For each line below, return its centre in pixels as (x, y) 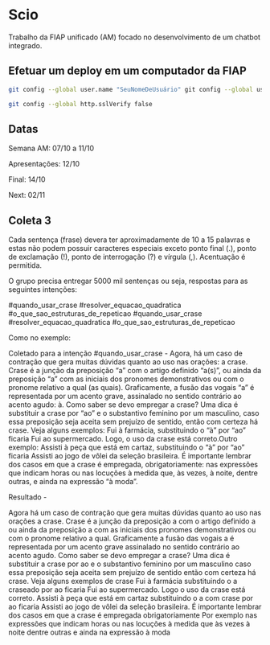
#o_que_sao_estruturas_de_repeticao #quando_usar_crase (105, 314)
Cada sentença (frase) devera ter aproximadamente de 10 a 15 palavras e (129, 240)
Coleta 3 (30, 220)
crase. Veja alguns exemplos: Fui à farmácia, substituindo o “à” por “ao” (127, 430)
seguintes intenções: (43, 290)
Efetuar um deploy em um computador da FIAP (127, 71)
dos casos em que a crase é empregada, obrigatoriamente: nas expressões (133, 465)
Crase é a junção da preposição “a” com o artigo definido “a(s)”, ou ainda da (135, 371)
